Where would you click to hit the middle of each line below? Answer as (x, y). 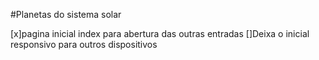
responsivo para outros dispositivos (84, 44)
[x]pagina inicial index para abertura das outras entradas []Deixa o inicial (160, 33)
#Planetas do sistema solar (66, 14)
